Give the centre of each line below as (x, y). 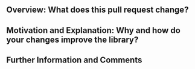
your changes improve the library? (72, 39)
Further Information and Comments (74, 60)
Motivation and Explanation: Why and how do (94, 30)
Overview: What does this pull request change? (97, 10)
